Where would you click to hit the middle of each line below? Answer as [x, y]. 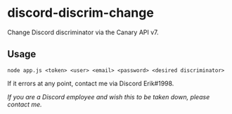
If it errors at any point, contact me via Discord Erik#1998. [91, 83]
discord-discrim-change [81, 13]
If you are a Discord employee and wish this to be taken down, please [109, 97]
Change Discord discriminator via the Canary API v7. [83, 32]
